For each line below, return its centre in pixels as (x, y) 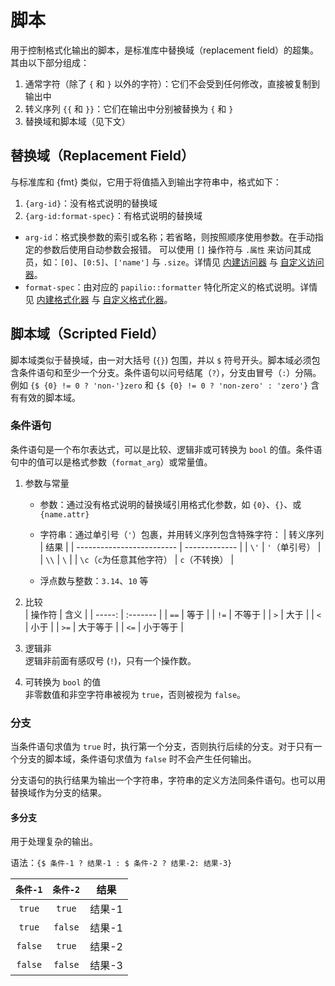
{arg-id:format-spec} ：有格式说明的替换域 (113, 215)
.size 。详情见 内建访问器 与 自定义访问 (244, 262)
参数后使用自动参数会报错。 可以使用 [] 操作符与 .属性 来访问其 (172, 249)
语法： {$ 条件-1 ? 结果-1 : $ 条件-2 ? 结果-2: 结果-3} (121, 863)
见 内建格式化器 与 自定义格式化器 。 (98, 299)
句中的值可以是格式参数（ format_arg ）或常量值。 (111, 462)
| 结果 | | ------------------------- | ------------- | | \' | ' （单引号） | (180, 547)
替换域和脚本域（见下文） (77, 121)
